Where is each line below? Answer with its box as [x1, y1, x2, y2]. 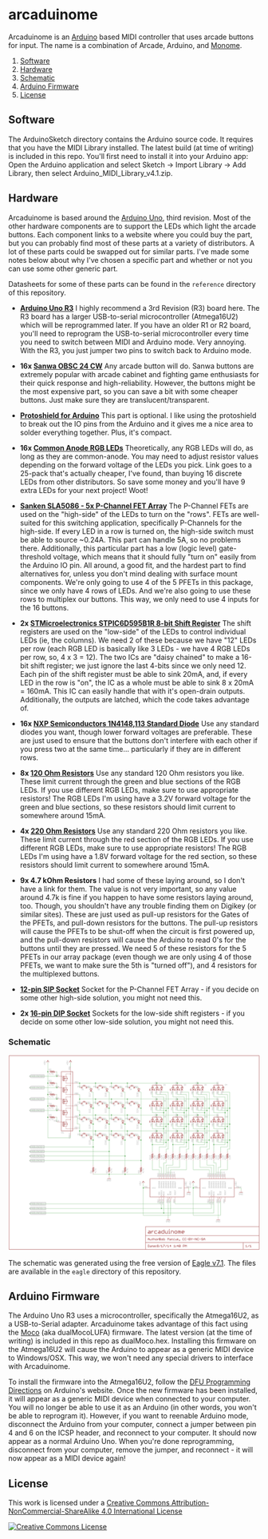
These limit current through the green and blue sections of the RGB [19, 777, 241, 786]
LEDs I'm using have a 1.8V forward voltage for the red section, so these [19, 851, 258, 861]
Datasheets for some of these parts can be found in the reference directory [8, 279, 257, 288]
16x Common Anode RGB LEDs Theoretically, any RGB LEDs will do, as [19, 443, 254, 452]
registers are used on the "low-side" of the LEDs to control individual [19, 626, 246, 636]
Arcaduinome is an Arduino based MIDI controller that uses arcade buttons [8, 32, 254, 42]
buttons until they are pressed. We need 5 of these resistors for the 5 [19, 943, 247, 952]
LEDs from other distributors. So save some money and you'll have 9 [19, 477, 246, 487]
